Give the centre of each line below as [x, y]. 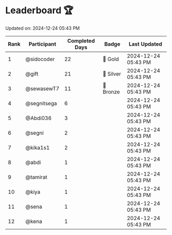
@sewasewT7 [42, 88]
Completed [81, 41]
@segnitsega [41, 103]
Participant [42, 44]
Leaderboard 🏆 [39, 11]
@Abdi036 [39, 118]
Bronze [111, 92]
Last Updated [145, 44]
